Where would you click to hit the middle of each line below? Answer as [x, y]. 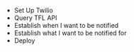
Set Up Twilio [33, 10]
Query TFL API [35, 18]
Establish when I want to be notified [66, 25]
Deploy [24, 41]
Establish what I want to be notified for [70, 33]
